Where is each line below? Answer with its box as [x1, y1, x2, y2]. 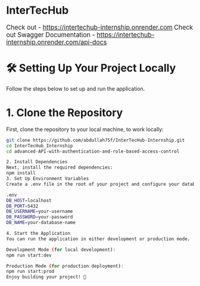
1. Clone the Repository [6, 106, 123, 120]
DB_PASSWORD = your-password [6, 214, 73, 220]
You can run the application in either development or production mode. [6, 236, 190, 242]
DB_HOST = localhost [6, 197, 52, 203]
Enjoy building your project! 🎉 [6, 274, 86, 280]
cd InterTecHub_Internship [6, 142, 73, 149]
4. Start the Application [6, 231, 70, 237]
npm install [6, 170, 36, 176]
